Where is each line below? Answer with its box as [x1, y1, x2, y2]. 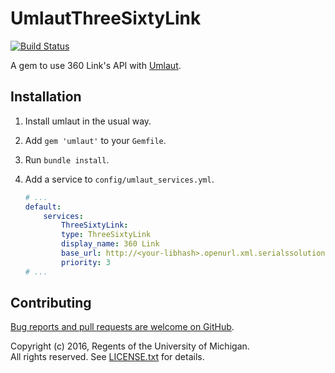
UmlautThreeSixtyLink [10, 7, 202, 30]
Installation [10, 88, 82, 106]
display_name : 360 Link [61, 239, 160, 249]
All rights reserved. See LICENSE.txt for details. [10, 351, 205, 363]
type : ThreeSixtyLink [61, 230, 152, 240]
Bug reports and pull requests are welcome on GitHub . [10, 321, 235, 333]
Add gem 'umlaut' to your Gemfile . [24, 134, 167, 146]
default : [24, 202, 62, 212]
